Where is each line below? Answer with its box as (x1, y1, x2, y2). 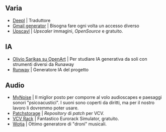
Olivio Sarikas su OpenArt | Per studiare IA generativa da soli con (12, 56, 147, 62)
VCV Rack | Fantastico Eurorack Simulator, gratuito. (12, 115, 119, 122)
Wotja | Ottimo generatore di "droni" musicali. (12, 121, 107, 127)
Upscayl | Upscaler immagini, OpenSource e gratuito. (12, 28, 123, 34)
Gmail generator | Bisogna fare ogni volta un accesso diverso (12, 23, 140, 29)
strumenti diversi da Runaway (12, 61, 74, 67)
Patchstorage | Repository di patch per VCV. (12, 110, 105, 116)
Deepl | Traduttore (12, 17, 51, 23)
